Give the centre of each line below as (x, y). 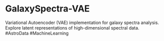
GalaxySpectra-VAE (48, 9)
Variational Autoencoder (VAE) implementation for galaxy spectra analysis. (82, 22)
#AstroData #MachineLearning (37, 33)
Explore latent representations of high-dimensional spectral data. (72, 27)
